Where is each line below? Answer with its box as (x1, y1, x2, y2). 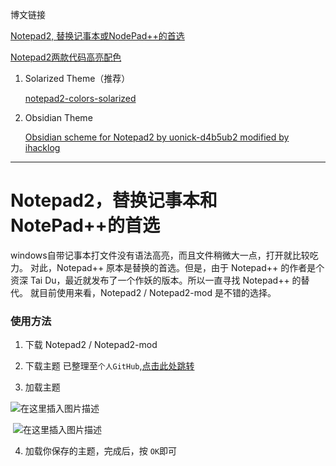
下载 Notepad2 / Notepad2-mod (24, 339, 158, 351)
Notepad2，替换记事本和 (10, 189, 218, 212)
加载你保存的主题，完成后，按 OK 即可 (24, 445, 178, 457)
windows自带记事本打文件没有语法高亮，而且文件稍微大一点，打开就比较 (10, 249, 310, 261)
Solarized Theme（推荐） (24, 73, 131, 84)
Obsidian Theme (24, 112, 93, 123)
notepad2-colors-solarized (24, 93, 137, 104)
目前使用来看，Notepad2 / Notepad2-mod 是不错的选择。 (38, 286, 277, 298)
